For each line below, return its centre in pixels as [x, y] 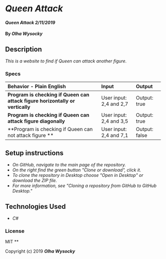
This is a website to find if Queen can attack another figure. [66, 61]
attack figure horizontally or [41, 101]
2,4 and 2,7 [115, 104]
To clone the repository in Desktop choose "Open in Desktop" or [78, 175]
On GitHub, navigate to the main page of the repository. [69, 165]
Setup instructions [34, 153]
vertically [19, 107]
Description [23, 49]
